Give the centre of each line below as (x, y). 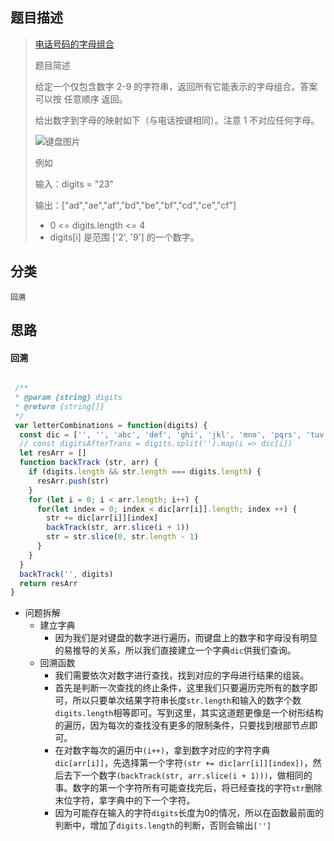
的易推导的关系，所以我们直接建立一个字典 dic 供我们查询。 (175, 650)
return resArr (48, 583)
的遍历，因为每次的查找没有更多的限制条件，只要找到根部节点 (182, 725)
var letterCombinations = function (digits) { (111, 425)
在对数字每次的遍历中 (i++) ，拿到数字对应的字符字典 (162, 750)
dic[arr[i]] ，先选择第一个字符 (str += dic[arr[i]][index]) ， (183, 763)
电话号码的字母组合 (74, 44)
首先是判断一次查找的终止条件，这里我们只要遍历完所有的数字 (182, 688)
